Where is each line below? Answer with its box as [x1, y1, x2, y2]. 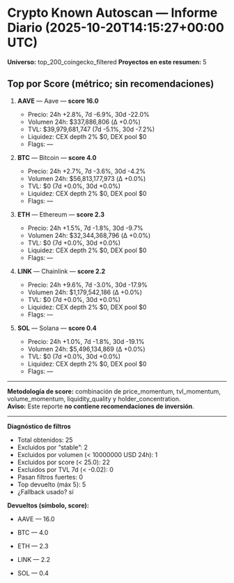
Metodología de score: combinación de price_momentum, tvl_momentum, [7, 387, 221, 396]
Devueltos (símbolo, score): [7, 501, 89, 510]
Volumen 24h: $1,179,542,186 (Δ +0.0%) [27, 288, 143, 296]
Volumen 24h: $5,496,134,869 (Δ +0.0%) [27, 345, 146, 353]
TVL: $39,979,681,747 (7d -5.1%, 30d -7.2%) [27, 124, 155, 134]
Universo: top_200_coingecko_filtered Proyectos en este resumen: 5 [7, 57, 207, 66]
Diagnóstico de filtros [7, 422, 71, 431]
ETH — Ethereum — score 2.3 [17, 210, 104, 218]
